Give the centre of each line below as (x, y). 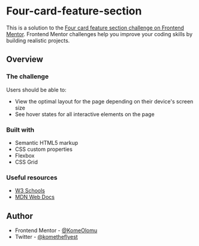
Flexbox (25, 155)
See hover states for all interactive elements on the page (85, 114)
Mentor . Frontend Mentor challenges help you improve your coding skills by (99, 34)
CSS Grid (26, 162)
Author (19, 216)
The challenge (28, 76)
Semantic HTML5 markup (46, 143)
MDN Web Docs (35, 197)
